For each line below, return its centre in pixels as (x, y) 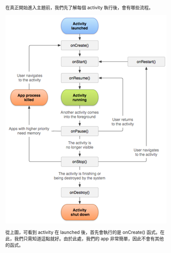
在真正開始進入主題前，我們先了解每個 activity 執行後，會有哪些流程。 (79, 7)
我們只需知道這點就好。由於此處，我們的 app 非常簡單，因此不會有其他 (89, 239)
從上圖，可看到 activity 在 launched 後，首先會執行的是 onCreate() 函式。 (83, 233)
